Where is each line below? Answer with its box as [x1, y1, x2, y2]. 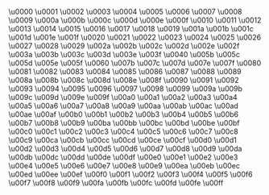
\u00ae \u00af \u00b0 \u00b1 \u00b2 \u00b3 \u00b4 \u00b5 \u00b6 [8, 110, 239, 119]
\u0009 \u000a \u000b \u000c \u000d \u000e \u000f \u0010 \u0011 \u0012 [8, 15, 262, 25]
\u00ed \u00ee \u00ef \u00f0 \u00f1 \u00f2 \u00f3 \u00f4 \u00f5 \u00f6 [8, 169, 253, 179]
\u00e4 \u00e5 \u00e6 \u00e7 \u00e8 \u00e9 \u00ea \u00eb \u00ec [8, 161, 240, 170]
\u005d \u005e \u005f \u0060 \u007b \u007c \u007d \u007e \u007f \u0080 [8, 58, 262, 68]
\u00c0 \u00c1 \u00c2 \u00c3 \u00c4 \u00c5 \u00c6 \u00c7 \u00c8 [8, 127, 239, 136]
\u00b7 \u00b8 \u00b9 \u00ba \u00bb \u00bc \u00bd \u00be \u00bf [8, 118, 240, 127]
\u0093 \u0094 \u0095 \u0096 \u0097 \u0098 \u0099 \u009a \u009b [8, 84, 243, 93]
